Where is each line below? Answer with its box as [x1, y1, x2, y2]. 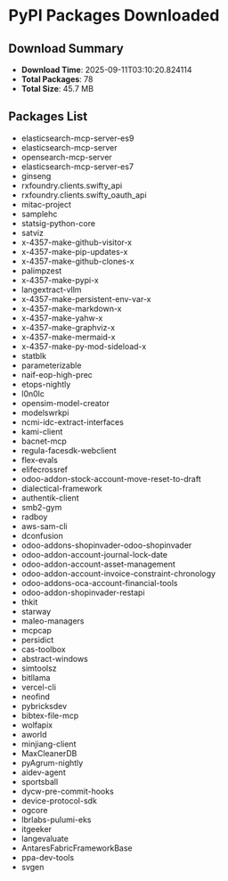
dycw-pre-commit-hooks [20, 786, 115, 796]
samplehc [20, 208, 58, 219]
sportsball [20, 776, 59, 787]
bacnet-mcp [20, 436, 68, 446]
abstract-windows [20, 653, 88, 664]
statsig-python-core [20, 217, 95, 228]
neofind [20, 691, 51, 702]
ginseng [20, 170, 52, 181]
